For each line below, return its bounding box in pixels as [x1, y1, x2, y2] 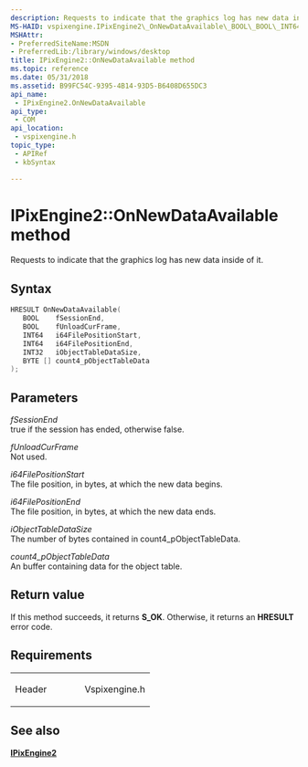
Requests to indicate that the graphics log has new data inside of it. [10, 255, 264, 266]
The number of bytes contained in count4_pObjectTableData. [10, 533, 241, 544]
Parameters [10, 390, 79, 405]
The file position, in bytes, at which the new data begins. [10, 478, 223, 489]
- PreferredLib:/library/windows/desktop [10, 47, 171, 57]
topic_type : [10, 141, 56, 150]
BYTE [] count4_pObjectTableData [22, 356, 150, 365]
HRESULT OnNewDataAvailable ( [10, 305, 122, 315]
